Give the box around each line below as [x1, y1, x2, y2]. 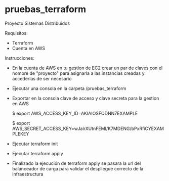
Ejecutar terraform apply [12, 150, 64, 156]
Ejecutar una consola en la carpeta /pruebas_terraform [12, 85, 126, 92]
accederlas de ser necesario [12, 75, 72, 81]
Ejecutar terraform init [12, 141, 58, 147]
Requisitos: [5, 30, 28, 36]
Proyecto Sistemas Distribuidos [5, 20, 70, 26]
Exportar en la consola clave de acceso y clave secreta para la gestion [12, 95, 159, 101]
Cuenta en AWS [12, 45, 46, 51]
